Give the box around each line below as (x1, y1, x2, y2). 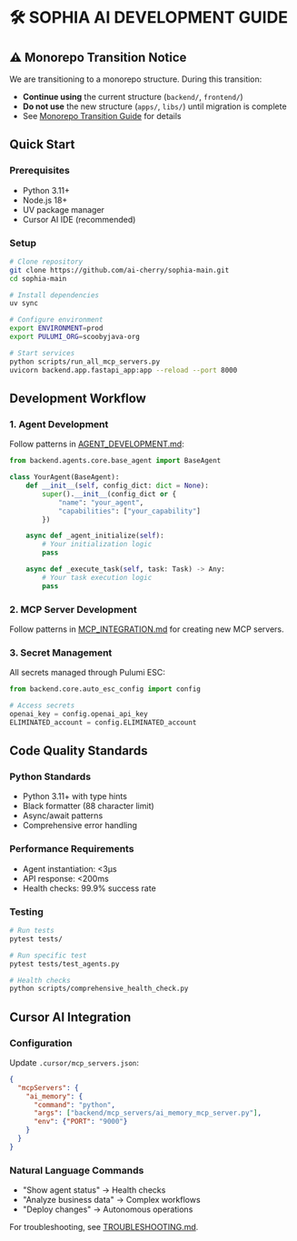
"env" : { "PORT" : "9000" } (33, 1117, 128, 1126)
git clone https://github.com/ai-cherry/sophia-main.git (9, 265, 230, 275)
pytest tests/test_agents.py (9, 959, 120, 968)
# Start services (9, 348, 75, 357)
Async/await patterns (22, 810, 104, 821)
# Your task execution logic (42, 573, 153, 582)
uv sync (9, 299, 39, 308)
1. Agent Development (9, 417, 109, 430)
